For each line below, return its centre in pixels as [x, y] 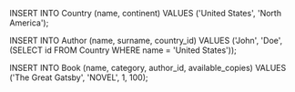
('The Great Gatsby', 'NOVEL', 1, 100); [79, 77]
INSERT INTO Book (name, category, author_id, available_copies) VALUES [148, 68]
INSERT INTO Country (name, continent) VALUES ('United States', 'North [146, 13]
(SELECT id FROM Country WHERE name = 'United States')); [123, 50]
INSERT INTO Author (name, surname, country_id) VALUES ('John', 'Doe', [146, 41]
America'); [29, 23]
